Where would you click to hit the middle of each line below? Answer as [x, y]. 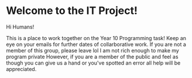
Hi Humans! [20, 27]
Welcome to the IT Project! [72, 11]
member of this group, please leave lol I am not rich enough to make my [93, 50]
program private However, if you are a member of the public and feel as [92, 56]
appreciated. [21, 69]
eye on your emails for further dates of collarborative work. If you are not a [96, 44]
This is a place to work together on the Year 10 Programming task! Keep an [96, 38]
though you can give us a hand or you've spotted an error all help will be [93, 63]
